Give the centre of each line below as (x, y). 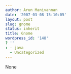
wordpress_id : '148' (27, 39)
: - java (14, 48)
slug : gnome (18, 24)
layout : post (19, 19)
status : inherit (22, 29)
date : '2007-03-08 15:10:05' (36, 15)
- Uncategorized (27, 52)
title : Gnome (19, 33)
